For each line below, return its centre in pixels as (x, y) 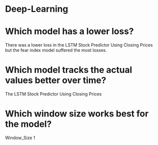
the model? (28, 124)
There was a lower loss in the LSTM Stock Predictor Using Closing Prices (79, 45)
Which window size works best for (77, 114)
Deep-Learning (37, 9)
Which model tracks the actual (69, 70)
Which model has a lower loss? (69, 32)
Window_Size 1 (20, 138)
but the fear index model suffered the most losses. (56, 50)
